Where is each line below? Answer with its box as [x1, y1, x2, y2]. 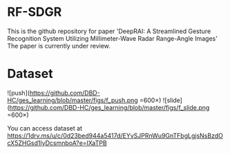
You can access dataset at [7, 124, 83, 132]
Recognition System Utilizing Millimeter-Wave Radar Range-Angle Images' [7, 34, 218, 42]
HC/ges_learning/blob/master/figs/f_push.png [7, 96, 138, 104]
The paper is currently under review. [7, 41, 111, 50]
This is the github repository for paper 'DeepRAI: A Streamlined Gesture [7, 27, 211, 35]
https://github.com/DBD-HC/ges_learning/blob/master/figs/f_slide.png [9, 103, 210, 111]
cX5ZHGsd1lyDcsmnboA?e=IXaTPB [7, 139, 107, 147]
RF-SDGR [7, 4, 62, 20]
